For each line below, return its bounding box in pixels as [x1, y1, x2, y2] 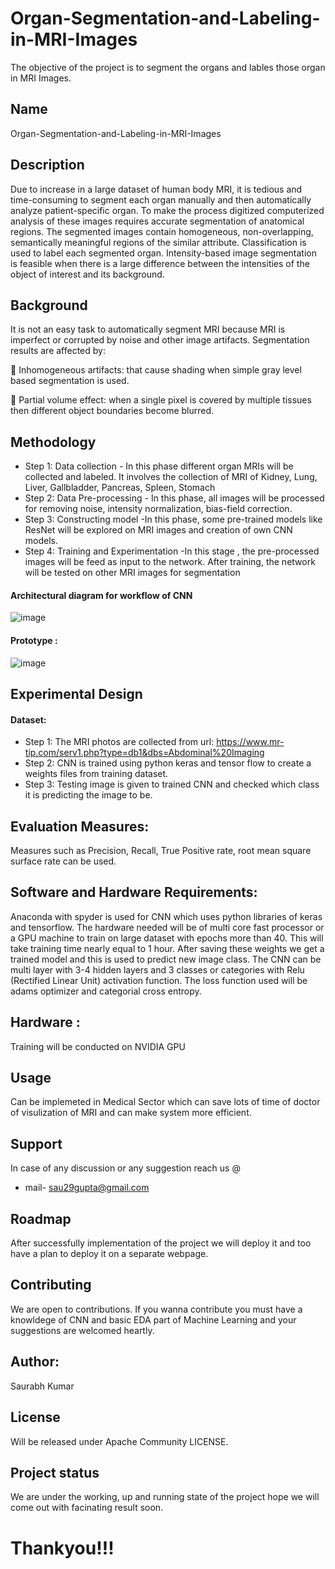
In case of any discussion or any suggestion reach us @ [10, 1162, 241, 1174]
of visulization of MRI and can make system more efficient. [10, 1107, 252, 1119]
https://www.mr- [216, 736, 285, 748]
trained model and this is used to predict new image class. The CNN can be [10, 953, 322, 965]
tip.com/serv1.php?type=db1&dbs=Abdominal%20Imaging [24, 747, 265, 759]
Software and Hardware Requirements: [10, 884, 258, 901]
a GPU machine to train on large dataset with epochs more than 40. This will [10, 932, 324, 944]
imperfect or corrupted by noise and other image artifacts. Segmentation [10, 334, 310, 346]
